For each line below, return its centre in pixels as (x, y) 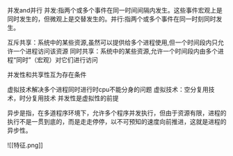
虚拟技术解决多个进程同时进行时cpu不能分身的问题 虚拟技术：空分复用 (108, 89)
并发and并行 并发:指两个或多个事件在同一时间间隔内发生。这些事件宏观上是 (115, 10)
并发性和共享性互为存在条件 (47, 75)
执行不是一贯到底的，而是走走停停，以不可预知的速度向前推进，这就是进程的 (117, 122)
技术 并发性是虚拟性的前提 (81, 98)
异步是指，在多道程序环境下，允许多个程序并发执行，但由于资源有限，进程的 (117, 113)
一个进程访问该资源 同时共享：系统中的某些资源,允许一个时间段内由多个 (115, 51)
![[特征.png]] (25, 145)
